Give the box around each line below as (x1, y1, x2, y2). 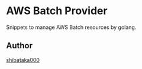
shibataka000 (6, 56, 40, 63)
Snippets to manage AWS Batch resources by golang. (6, 24, 137, 31)
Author (6, 41, 33, 51)
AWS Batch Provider (6, 4, 108, 18)
